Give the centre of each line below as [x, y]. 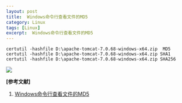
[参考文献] [18, 81]
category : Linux [26, 22]
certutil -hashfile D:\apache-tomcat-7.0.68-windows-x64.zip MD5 [88, 49]
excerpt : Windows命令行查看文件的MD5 [50, 33]
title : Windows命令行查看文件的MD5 [47, 17]
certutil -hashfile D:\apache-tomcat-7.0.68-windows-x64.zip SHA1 [88, 54]
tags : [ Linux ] [23, 28]
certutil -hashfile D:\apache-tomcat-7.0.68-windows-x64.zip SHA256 [91, 59]
